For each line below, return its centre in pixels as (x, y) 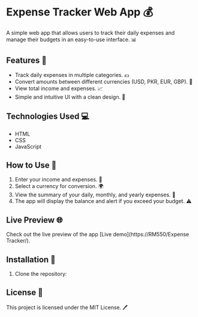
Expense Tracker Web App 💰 (80, 12)
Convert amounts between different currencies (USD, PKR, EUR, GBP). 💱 (103, 81)
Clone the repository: (41, 274)
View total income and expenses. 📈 (59, 88)
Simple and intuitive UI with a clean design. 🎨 (70, 97)
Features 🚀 (27, 61)
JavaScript (28, 146)
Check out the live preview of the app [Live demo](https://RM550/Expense (98, 235)
